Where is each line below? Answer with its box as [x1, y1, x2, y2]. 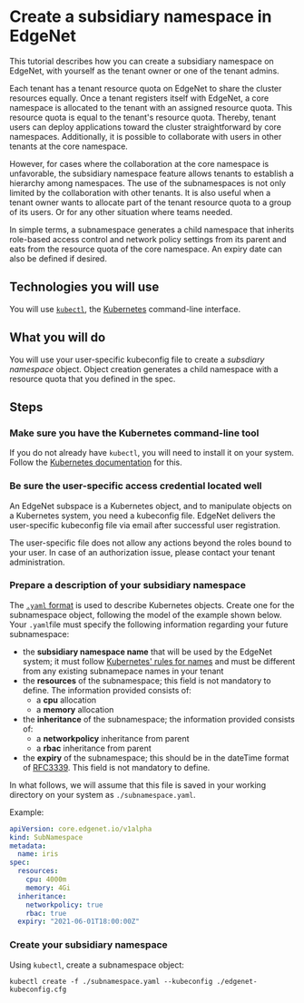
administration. [9, 556, 65, 567]
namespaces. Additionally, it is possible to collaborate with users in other [9, 131, 282, 142]
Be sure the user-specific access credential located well [9, 479, 262, 492]
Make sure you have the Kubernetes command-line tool [9, 427, 260, 439]
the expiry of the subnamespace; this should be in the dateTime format [22, 752, 289, 763]
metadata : [9, 841, 47, 851]
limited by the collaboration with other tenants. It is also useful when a [9, 187, 271, 198]
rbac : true [25, 909, 67, 918]
